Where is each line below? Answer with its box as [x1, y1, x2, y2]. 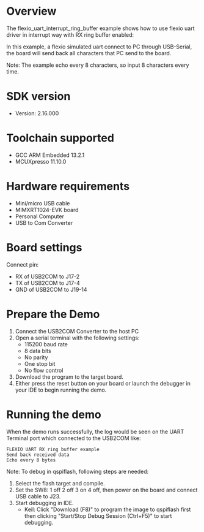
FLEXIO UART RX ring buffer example [6, 446, 100, 452]
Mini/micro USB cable [15, 199, 70, 207]
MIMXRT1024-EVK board [15, 206, 79, 213]
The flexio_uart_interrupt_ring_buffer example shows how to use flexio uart [6, 25, 195, 32]
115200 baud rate [24, 340, 68, 348]
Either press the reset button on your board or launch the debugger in [15, 379, 191, 387]
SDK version [6, 89, 71, 104]
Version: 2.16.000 [15, 109, 59, 117]
